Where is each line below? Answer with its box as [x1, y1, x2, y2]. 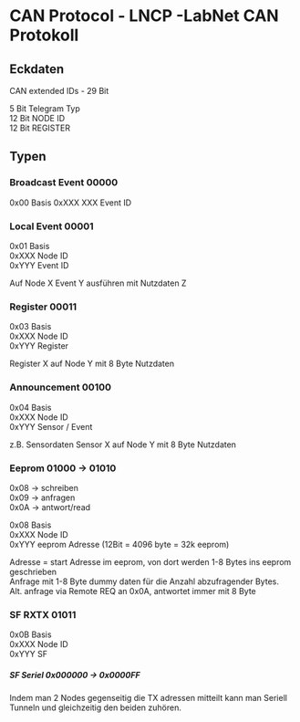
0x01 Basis [9, 240, 50, 251]
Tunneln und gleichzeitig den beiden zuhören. [9, 702, 182, 713]
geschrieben [9, 566, 57, 577]
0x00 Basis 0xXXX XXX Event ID [9, 197, 132, 208]
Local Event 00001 [9, 220, 94, 233]
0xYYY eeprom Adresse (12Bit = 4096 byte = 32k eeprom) [9, 539, 230, 549]
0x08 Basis [9, 519, 52, 530]
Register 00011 [9, 300, 78, 313]
